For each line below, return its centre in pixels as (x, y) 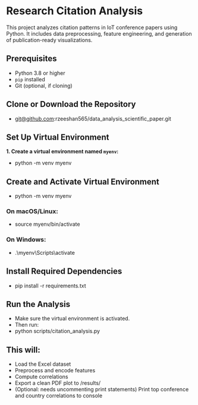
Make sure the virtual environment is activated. (72, 318)
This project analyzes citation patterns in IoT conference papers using (92, 27)
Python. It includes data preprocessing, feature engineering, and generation (99, 33)
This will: (23, 349)
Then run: (27, 325)
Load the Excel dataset (43, 364)
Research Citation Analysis (75, 11)
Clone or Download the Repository (71, 104)
